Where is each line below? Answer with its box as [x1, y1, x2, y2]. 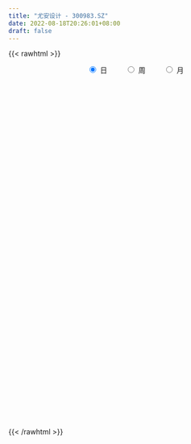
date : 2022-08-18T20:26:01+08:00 [8, 19, 121, 27]
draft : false [8, 27, 52, 35]
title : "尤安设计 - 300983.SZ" [8, 11, 109, 20]
